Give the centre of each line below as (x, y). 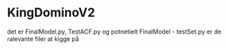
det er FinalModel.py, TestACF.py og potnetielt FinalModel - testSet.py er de (114, 32)
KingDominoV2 (51, 13)
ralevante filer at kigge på (43, 38)
